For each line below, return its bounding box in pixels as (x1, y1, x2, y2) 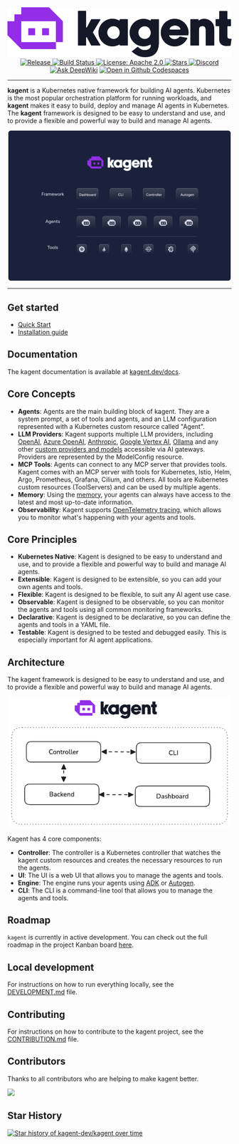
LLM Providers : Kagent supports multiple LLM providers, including (17, 430, 213, 438)
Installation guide (17, 328, 68, 336)
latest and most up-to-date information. (17, 498, 134, 506)
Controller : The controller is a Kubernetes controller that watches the (17, 848, 221, 857)
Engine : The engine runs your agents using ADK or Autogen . (17, 878, 196, 887)
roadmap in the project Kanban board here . (7, 940, 134, 950)
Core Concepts (7, 388, 76, 400)
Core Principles (7, 534, 78, 546)
